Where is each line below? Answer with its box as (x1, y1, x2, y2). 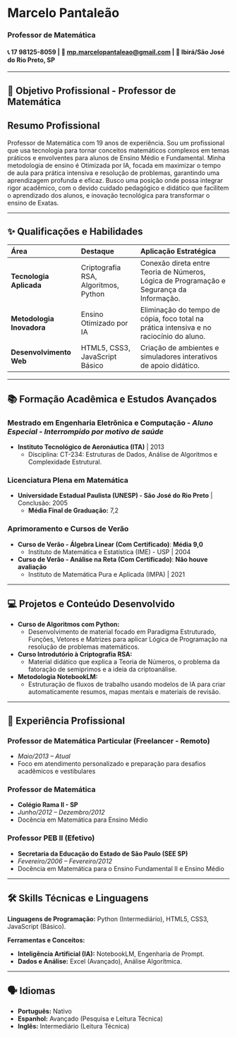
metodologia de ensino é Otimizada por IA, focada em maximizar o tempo (7, 161, 221, 169)
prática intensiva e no (140, 323, 212, 332)
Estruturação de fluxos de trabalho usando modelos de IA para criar (28, 680, 226, 689)
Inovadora (11, 323, 46, 332)
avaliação (17, 563, 47, 571)
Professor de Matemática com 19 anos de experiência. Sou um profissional (7, 138, 225, 147)
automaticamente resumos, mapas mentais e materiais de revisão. (28, 688, 221, 696)
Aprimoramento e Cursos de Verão (7, 524, 129, 534)
